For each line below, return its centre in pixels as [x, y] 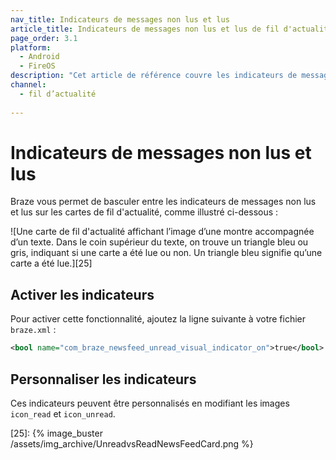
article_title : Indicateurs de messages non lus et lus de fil [145, 29]
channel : [28, 85]
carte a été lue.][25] [51, 263]
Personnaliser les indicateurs [103, 379]
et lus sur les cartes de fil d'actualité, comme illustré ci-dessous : [144, 212]
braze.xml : [33, 330]
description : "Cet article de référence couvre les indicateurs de [154, 76]
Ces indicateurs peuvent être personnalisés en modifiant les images [150, 403]
